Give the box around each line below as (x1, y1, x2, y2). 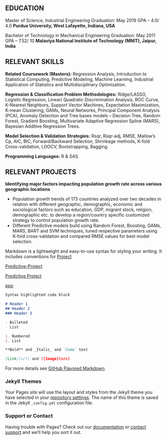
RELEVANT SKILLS (5, 58, 64, 66)
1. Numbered (5, 333, 30, 339)
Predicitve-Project (5, 263, 43, 270)
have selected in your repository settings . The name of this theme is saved (5, 394, 159, 400)
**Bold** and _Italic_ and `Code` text (5, 347, 88, 352)
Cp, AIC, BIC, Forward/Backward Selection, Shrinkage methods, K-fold (5, 138, 150, 144)
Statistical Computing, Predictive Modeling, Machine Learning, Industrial (5, 76, 154, 82)
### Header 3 (5, 311, 32, 316)
